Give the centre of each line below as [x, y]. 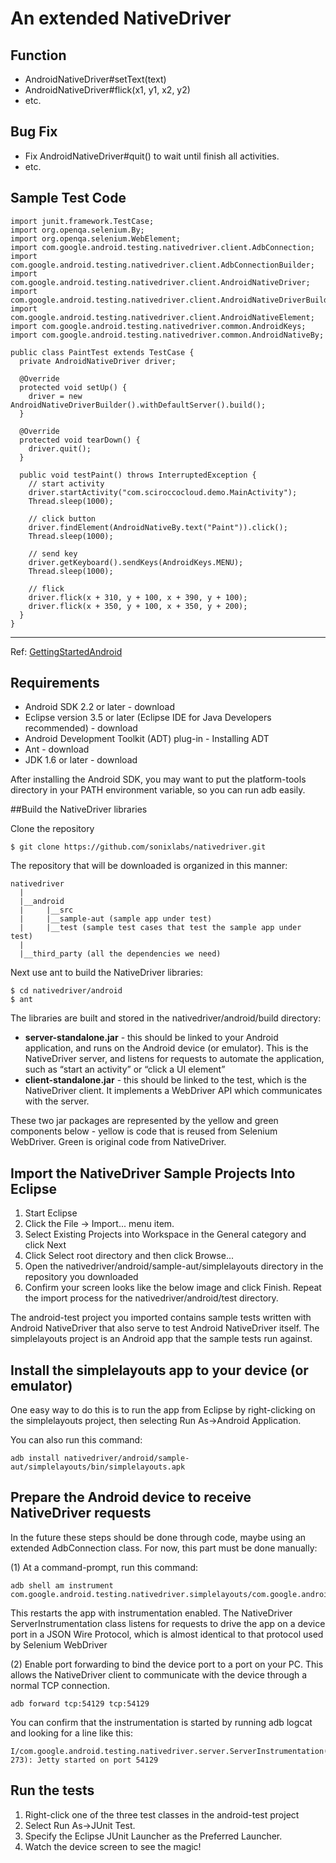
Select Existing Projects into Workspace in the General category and [165, 1234]
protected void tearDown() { [80, 440]
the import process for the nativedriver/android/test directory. [151, 1298]
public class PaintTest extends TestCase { [102, 352]
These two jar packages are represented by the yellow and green [144, 1121]
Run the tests [52, 1790]
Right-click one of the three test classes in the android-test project [162, 1814]
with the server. [57, 1101]
